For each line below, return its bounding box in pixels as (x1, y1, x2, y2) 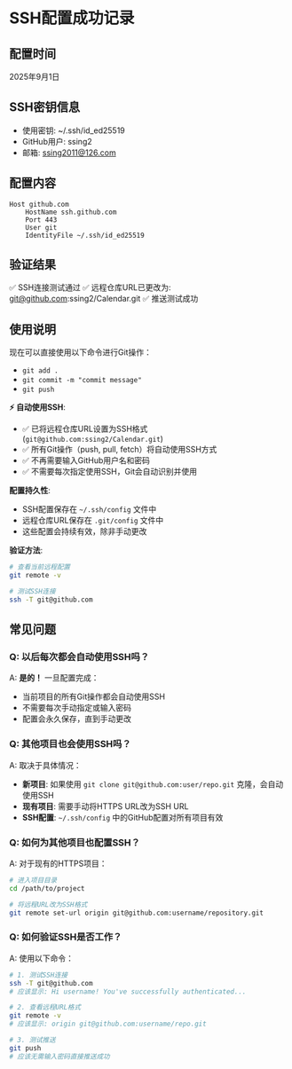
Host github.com (9, 200, 69, 208)
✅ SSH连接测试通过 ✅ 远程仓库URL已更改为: (9, 282, 171, 293)
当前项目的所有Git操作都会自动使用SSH (21, 691, 166, 702)
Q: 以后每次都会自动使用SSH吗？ (9, 651, 150, 664)
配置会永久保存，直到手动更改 (21, 713, 131, 724)
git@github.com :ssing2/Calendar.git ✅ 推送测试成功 (9, 294, 199, 304)
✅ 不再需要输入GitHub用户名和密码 (21, 455, 151, 466)
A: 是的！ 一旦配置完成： (9, 672, 99, 683)
